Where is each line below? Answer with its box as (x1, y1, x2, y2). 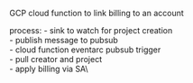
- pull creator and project (9, 54, 102, 64)
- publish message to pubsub (9, 35, 119, 45)
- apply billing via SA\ (9, 63, 88, 74)
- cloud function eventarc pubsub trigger (9, 44, 161, 55)
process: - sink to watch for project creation (9, 25, 173, 35)
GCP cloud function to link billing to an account (9, 8, 185, 18)
